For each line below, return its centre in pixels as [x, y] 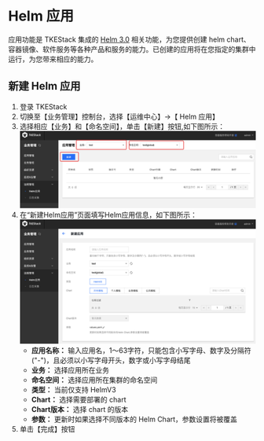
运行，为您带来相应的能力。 [53, 59]
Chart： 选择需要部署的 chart [79, 400]
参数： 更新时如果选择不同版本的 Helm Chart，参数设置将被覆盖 [134, 419]
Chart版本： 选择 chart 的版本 [79, 410]
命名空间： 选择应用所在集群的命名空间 [94, 380]
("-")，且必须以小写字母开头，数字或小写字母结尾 [111, 360]
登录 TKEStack [43, 106]
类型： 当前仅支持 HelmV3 [73, 390]
